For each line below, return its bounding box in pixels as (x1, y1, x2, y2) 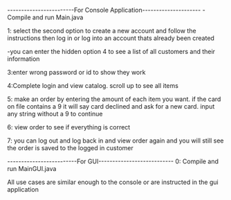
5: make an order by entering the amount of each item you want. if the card (7, 95, 221, 103)
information (7, 55, 40, 63)
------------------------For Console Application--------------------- (7, 6, 201, 14)
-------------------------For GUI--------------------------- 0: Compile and (7, 157, 219, 165)
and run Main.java (32, 13, 84, 21)
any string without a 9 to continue (7, 110, 103, 118)
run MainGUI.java (7, 165, 57, 172)
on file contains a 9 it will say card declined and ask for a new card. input (7, 102, 215, 110)
